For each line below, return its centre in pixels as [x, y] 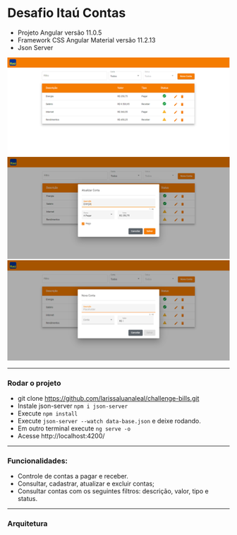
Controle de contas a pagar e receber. [73, 476]
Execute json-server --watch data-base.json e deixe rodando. [109, 421]
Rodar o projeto [34, 383]
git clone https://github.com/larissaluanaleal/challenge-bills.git [108, 398]
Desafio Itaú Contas [67, 13]
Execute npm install [48, 413]
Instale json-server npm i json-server [73, 406]
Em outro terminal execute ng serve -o [74, 428]
